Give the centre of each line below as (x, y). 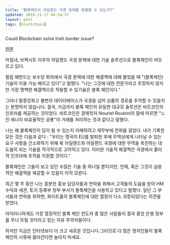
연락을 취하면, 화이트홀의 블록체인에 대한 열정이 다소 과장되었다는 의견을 (90, 197)
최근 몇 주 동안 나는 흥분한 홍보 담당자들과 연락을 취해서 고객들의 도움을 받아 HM (84, 184)
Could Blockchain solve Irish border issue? (50, 39)
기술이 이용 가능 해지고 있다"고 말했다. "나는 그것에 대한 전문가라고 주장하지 (80, 83)
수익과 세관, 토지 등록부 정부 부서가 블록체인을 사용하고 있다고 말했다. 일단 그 (81, 190)
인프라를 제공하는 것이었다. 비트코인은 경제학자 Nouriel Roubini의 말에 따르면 (81, 113)
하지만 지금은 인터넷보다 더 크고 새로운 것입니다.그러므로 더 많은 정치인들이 (79, 231)
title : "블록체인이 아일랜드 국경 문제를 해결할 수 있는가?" (60, 10)
